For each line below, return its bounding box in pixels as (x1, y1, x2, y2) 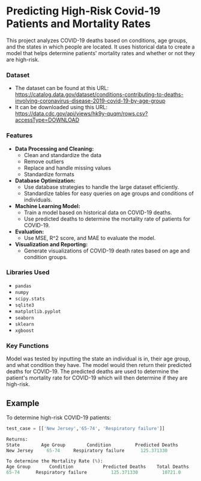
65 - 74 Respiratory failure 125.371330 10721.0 (6, 470, 181, 476)
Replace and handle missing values (23, 164, 112, 172)
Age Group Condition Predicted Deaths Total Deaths (6, 464, 189, 470)
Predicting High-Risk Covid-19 (6, 4, 161, 18)
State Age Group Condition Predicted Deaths (6, 442, 179, 448)
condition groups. (23, 253, 68, 260)
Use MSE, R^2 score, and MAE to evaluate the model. (23, 234, 156, 241)
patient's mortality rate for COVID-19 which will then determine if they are (6, 374, 188, 381)
